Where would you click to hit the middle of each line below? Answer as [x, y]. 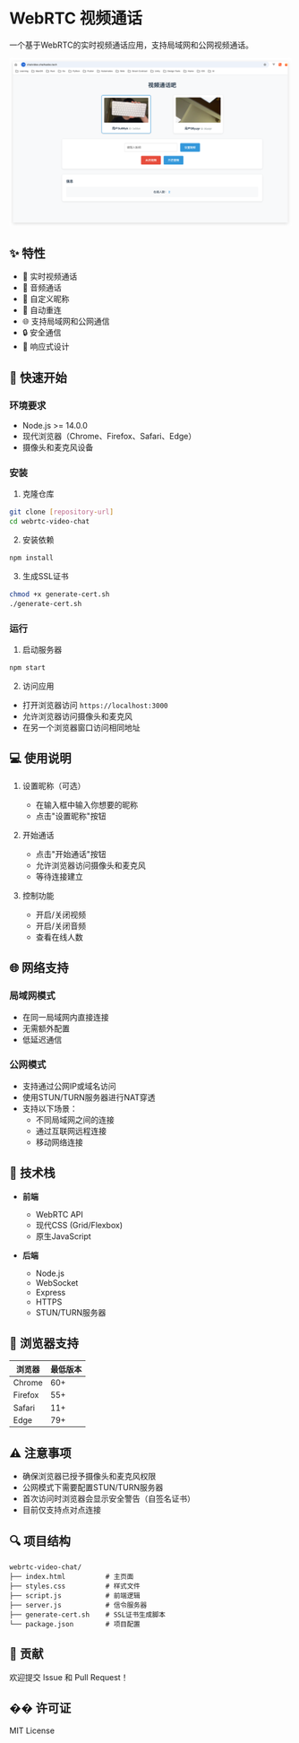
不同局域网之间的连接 [75, 1119]
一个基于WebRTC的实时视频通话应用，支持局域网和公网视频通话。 [131, 45]
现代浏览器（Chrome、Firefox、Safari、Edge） [109, 437]
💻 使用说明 [40, 759]
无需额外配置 [46, 1028]
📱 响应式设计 [46, 347]
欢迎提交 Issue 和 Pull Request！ [69, 1677]
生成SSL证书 [45, 577]
